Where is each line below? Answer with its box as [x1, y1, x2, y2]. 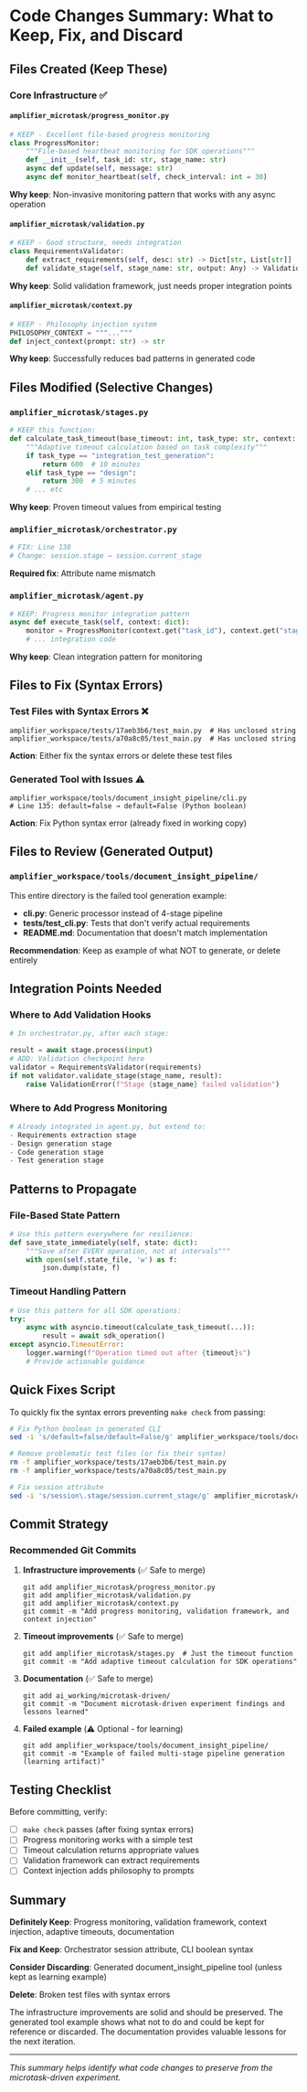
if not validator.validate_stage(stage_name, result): [9, 1071, 223, 1080]
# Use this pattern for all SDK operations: [9, 1306, 182, 1315]
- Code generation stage [9, 1147, 104, 1157]
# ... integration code [26, 635, 117, 645]
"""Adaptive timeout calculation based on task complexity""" [26, 443, 268, 452]
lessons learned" [22, 1707, 90, 1717]
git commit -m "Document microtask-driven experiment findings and [22, 1700, 285, 1709]
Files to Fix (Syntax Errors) [9, 678, 164, 693]
